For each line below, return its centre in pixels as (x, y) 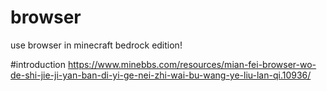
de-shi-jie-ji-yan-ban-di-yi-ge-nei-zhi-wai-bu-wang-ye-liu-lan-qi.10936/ (161, 75)
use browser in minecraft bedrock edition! (96, 45)
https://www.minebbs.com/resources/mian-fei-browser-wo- (192, 64)
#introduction (38, 64)
